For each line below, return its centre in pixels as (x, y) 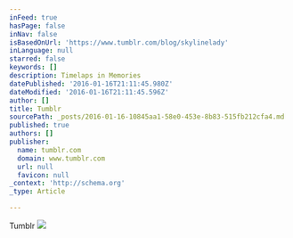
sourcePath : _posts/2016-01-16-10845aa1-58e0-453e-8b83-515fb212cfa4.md (147, 117)
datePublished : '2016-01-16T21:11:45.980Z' (91, 84)
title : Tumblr (36, 109)
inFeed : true (33, 17)
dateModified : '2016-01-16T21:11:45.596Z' (89, 92)
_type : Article (37, 192)
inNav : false (33, 34)
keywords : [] (33, 68)
